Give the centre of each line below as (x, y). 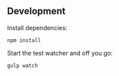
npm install (24, 40)
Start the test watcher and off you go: (60, 53)
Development (37, 11)
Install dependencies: (37, 27)
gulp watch (23, 65)
